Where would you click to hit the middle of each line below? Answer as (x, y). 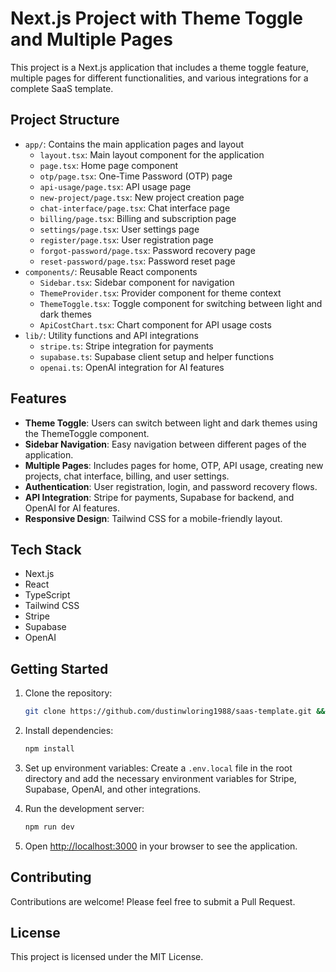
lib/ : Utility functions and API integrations (111, 335)
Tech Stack (46, 549)
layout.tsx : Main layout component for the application (152, 154)
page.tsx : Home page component (109, 165)
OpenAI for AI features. (72, 508)
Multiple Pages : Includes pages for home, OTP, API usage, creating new (174, 465)
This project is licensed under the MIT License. (107, 957)
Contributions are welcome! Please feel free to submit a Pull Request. (153, 901)
